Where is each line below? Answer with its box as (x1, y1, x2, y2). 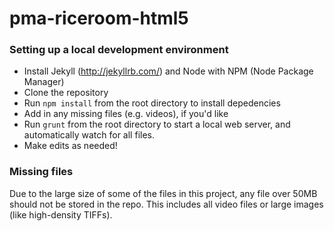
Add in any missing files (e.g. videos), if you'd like (23, 108, 229, 120)
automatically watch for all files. (23, 129, 155, 141)
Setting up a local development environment (9, 43, 229, 57)
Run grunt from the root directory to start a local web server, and (23, 118, 291, 131)
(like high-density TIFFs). (9, 208, 113, 221)
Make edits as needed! (23, 140, 118, 152)
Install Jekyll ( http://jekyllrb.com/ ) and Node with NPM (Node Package (23, 65, 314, 77)
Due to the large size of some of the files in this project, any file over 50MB (9, 187, 318, 199)
